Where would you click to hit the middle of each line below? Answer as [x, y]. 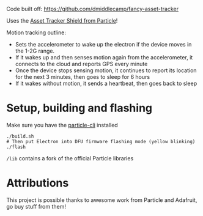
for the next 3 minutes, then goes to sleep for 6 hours [83, 77]
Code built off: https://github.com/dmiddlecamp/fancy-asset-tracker [93, 9]
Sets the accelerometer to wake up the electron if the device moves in [103, 44]
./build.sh [20, 136]
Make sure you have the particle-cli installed [62, 125]
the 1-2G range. [35, 51]
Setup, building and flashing [79, 108]
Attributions [38, 183]
